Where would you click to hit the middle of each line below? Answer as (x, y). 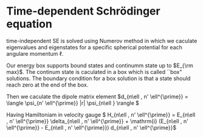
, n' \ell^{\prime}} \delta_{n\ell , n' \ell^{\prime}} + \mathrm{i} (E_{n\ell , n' (97, 121)
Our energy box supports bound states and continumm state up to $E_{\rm (100, 65)
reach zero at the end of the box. (47, 85)
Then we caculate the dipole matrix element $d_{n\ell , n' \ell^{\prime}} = (97, 96)
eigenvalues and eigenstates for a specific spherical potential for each (94, 47)
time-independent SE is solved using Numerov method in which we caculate (102, 41)
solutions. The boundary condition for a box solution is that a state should (98, 78)
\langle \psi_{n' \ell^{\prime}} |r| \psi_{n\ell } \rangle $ (73, 103)
